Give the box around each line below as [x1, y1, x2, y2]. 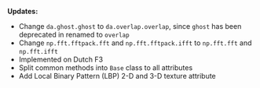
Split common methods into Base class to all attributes [18, 63, 193, 72]
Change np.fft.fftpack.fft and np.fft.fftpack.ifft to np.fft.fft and [18, 38, 252, 48]
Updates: [7, 7, 38, 16]
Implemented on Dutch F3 [18, 55, 104, 64]
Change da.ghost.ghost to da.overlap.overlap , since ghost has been [18, 22, 242, 30]
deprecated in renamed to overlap [18, 30, 130, 39]
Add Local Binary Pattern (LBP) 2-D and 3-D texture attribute [18, 72, 217, 80]
